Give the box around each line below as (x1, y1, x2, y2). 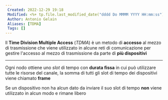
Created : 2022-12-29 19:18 (7, 7, 64, 12)
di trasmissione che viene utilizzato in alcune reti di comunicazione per (5, 45, 151, 51)
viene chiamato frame (5, 75, 51, 81)
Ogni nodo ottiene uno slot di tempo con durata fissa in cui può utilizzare (5, 64, 156, 70)
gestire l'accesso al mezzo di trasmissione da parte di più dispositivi (5, 50, 147, 56)
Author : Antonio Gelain (7, 16, 57, 21)
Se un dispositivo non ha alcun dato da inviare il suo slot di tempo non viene (5, 85, 162, 91)
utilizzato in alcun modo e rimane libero (5, 90, 86, 96)
